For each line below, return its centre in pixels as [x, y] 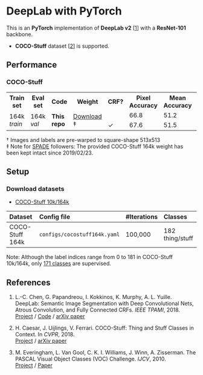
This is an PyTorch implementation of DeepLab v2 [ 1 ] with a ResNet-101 [96, 28]
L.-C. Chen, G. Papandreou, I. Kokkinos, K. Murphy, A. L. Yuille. [93, 297]
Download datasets [35, 188]
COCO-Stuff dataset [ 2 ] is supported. [62, 46]
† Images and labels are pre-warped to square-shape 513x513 [83, 139]
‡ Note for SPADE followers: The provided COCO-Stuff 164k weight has [95, 146]
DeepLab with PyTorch [64, 11]
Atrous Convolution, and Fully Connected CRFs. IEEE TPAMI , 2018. [97, 310]
